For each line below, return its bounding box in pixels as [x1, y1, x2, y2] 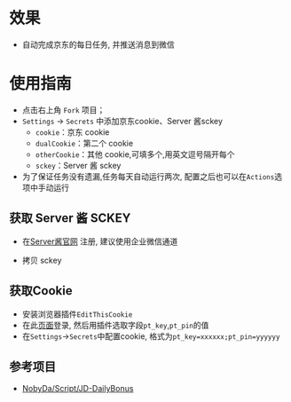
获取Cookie [9, 283, 73, 298]
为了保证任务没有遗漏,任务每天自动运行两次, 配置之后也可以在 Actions [21, 170, 275, 182]
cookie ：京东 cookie [35, 126, 110, 138]
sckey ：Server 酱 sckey [35, 160, 122, 170]
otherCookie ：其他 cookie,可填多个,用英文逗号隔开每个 [35, 148, 235, 160]
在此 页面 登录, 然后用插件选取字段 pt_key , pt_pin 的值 [21, 319, 209, 330]
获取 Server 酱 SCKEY [9, 210, 131, 226]
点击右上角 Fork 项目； [21, 104, 106, 115]
